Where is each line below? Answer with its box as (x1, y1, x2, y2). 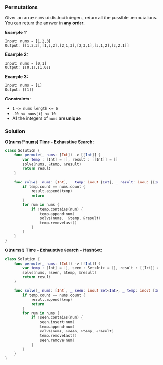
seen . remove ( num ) (39, 338, 75, 343)
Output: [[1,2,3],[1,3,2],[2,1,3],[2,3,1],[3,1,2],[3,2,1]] (5, 43, 130, 48)
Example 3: (5, 74, 28, 80)
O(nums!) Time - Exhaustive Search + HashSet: (5, 247, 103, 253)
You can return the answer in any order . (5, 20, 85, 26)
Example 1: (5, 30, 28, 35)
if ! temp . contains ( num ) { (31, 207, 83, 212)
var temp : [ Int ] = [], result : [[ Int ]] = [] (22, 157, 118, 162)
